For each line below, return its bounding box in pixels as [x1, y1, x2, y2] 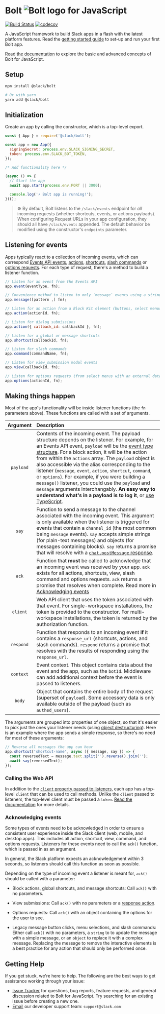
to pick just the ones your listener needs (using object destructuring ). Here [5, 725, 156, 731]
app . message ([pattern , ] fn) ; [5, 297, 67, 302]
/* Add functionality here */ [5, 165, 67, 170]
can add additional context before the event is [36, 674, 142, 681]
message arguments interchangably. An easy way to [36, 486, 156, 493]
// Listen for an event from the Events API [5, 279, 98, 284]
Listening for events [5, 241, 68, 249]
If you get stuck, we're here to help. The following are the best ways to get [5, 973, 156, 979]
